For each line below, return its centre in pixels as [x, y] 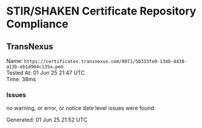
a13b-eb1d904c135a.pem [35, 67]
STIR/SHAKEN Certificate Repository [101, 11]
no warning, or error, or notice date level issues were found [80, 108]
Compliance [37, 24]
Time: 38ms [21, 79]
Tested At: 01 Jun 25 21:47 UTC [45, 73]
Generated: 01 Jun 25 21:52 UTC [47, 120]
